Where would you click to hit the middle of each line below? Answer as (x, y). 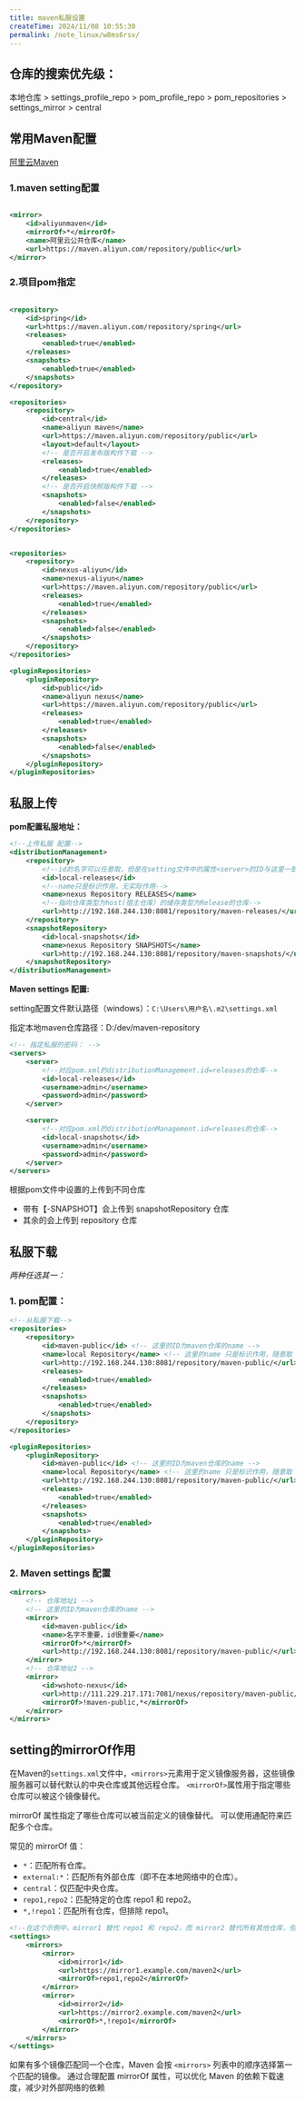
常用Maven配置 (53, 139)
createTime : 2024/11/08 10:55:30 (73, 26)
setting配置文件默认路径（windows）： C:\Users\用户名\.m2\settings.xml (144, 1009)
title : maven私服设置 (48, 18)
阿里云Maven (34, 162)
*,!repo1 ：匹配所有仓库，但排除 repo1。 (98, 1911)
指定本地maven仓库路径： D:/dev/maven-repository (105, 1028)
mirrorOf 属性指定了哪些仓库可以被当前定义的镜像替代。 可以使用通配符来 (147, 1816)
